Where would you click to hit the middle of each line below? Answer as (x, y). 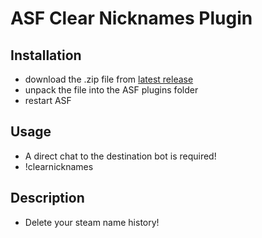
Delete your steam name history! (92, 222)
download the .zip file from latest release (109, 79)
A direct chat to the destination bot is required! (120, 156)
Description (47, 198)
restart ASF (48, 100)
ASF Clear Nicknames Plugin (131, 18)
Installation (46, 55)
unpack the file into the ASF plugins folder (111, 90)
